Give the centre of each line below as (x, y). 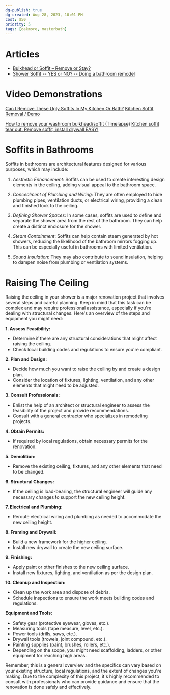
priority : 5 (18, 24)
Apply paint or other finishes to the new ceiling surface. (71, 567)
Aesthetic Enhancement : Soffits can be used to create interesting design (89, 179)
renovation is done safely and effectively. (48, 687)
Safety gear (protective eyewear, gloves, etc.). (61, 623)
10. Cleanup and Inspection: (35, 582)
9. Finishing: (19, 557)
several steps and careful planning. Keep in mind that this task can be (78, 302)
